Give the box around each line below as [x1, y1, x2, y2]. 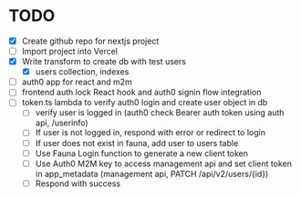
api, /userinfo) [35, 117, 88, 128]
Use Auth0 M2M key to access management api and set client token [35, 158, 293, 169]
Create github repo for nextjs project [21, 35, 160, 46]
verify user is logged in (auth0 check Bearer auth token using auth [35, 107, 285, 118]
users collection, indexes [35, 66, 130, 77]
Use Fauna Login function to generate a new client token [35, 147, 248, 159]
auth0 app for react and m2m [21, 76, 133, 87]
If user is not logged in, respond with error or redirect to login [35, 127, 266, 138]
